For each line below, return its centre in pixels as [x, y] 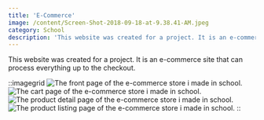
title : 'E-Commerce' [42, 15]
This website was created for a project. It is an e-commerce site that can [126, 60]
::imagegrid [27, 83]
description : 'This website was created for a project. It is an [117, 37]
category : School [37, 30]
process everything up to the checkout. [72, 68]
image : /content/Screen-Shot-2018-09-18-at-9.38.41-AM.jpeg [109, 23]
